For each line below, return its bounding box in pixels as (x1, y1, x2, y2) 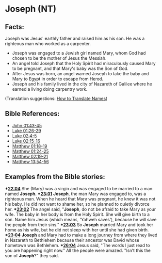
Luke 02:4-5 (12, 132, 37, 139)
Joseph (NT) (5, 3, 57, 15)
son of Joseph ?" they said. (5, 252, 59, 258)
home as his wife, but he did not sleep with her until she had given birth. (5, 227, 149, 232)
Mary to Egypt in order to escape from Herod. (12, 76, 103, 82)
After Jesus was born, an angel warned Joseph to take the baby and (12, 71, 149, 76)
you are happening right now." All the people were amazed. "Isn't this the (5, 247, 151, 253)
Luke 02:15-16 (12, 138, 40, 144)
